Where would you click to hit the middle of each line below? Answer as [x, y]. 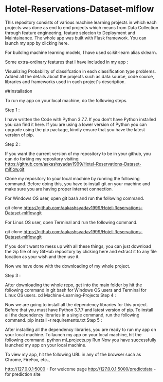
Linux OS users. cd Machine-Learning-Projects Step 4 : [61, 295]
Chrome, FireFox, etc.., [28, 359]
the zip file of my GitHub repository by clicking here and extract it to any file [81, 251]
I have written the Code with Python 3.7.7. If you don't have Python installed [81, 119]
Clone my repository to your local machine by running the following [72, 178]
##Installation [19, 91]
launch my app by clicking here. [37, 43]
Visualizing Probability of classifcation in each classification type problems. [81, 71]
